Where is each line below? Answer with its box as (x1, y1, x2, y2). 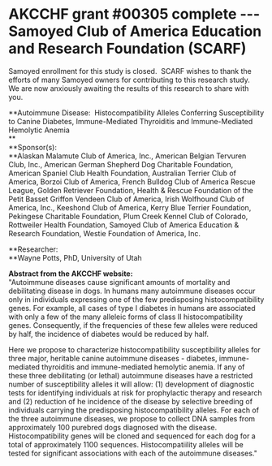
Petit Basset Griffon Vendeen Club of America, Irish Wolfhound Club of (8, 194, 245, 204)
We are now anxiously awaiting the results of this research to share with (8, 83, 249, 93)
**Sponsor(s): (8, 142, 57, 152)
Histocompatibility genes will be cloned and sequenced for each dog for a (8, 431, 256, 441)
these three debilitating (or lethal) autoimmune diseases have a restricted (8, 370, 253, 380)
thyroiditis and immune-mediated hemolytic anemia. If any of (41, 362, 245, 372)
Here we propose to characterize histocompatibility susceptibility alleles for (8, 344, 261, 354)
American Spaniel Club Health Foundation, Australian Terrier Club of (8, 168, 237, 178)
